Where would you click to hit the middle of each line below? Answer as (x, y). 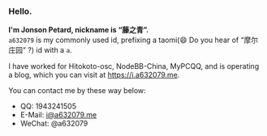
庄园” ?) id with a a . (40, 50)
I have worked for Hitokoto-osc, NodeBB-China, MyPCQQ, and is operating (134, 66)
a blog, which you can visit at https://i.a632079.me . (94, 75)
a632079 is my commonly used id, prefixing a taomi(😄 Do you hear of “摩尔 (133, 40)
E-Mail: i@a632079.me (58, 115)
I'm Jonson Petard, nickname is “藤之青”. (79, 30)
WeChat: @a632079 (54, 124)
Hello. (20, 11)
